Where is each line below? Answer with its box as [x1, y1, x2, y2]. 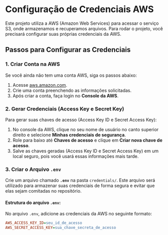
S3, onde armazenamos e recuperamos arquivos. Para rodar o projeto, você [5, 25, 163, 31]
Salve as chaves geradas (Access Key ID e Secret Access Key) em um [12, 148, 159, 154]
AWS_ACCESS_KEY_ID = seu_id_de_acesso [5, 220, 82, 225]
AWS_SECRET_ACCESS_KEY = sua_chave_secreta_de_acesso [5, 225, 116, 230]
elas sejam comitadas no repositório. [5, 188, 82, 194]
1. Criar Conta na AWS [5, 61, 61, 68]
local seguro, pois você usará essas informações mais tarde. [12, 153, 139, 159]
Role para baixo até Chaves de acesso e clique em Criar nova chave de [12, 137, 162, 143]
